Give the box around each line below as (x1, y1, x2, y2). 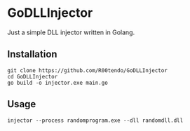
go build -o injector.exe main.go (7, 79, 109, 86)
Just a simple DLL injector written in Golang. (7, 28, 135, 36)
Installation (7, 48, 57, 60)
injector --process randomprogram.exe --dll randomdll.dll (7, 117, 184, 124)
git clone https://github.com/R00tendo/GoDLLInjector (7, 67, 168, 74)
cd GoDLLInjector (7, 73, 58, 80)
